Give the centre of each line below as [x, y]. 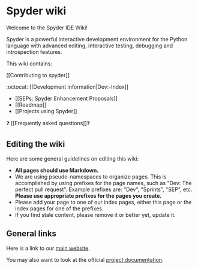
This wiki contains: [29, 64]
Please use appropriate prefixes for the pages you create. [88, 195]
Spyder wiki [36, 11]
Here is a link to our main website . [48, 248]
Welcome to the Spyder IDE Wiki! [47, 28]
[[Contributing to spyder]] [38, 75]
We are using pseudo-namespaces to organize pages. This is [91, 176]
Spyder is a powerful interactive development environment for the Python [97, 39]
